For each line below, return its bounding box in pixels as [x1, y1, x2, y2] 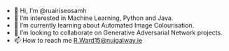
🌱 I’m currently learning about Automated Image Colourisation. [13, 21, 195, 29]
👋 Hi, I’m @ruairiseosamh [13, 7, 87, 14]
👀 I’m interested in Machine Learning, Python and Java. [13, 14, 174, 22]
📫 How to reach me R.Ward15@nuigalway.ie [13, 37, 143, 44]
